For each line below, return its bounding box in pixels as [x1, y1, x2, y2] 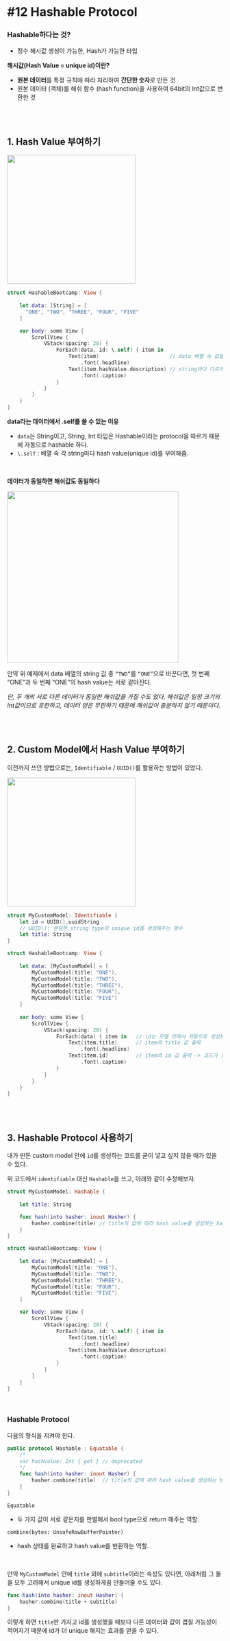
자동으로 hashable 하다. [24, 440, 89, 449]
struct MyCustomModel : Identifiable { [7, 912, 118, 919]
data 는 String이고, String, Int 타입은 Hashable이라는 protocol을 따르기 [16, 432, 207, 440]
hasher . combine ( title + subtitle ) [19, 1598, 118, 1605]
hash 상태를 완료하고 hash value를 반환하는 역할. [16, 1541, 149, 1550]
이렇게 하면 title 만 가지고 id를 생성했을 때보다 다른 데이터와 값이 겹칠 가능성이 [7, 1618, 218, 1626]
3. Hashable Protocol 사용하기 [7, 1132, 133, 1143]
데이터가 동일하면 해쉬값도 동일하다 [7, 477, 101, 485]
